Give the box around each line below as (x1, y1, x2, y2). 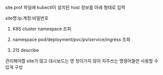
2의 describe (12, 47, 39, 53)
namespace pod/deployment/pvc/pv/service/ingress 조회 (12, 37, 130, 42)
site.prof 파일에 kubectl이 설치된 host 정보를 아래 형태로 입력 (5, 5, 125, 10)
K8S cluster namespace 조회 (12, 26, 72, 32)
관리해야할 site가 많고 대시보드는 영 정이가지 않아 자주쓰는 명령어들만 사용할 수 (5, 58, 158, 64)
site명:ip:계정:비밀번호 (5, 15, 49, 21)
